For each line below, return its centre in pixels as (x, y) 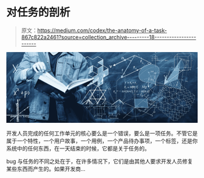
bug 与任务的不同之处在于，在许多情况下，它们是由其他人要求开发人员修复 (100, 162)
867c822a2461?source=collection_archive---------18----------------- (108, 37)
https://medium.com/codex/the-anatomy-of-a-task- (102, 30)
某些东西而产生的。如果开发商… (46, 169)
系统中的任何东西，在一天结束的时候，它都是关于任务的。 (78, 148)
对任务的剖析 (39, 12)
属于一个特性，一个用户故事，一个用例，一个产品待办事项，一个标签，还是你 (102, 141)
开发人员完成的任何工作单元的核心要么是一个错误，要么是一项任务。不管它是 (102, 133)
